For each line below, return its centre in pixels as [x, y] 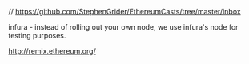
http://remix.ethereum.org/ [52, 51]
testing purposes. [37, 36]
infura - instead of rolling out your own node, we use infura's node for [123, 27]
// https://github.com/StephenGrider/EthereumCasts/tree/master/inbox [125, 12]
